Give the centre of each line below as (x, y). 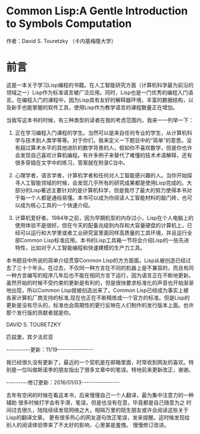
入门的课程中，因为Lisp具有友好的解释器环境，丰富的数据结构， (110, 100)
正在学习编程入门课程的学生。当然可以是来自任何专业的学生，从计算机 (101, 133)
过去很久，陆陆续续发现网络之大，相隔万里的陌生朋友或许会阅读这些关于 (100, 410)
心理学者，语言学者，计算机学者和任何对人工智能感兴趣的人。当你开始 (101, 175)
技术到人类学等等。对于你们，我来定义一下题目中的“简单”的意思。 (106, 140)
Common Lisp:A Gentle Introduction (97, 11)
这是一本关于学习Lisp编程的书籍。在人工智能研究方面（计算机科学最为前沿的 (100, 85)
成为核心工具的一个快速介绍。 (57, 205)
